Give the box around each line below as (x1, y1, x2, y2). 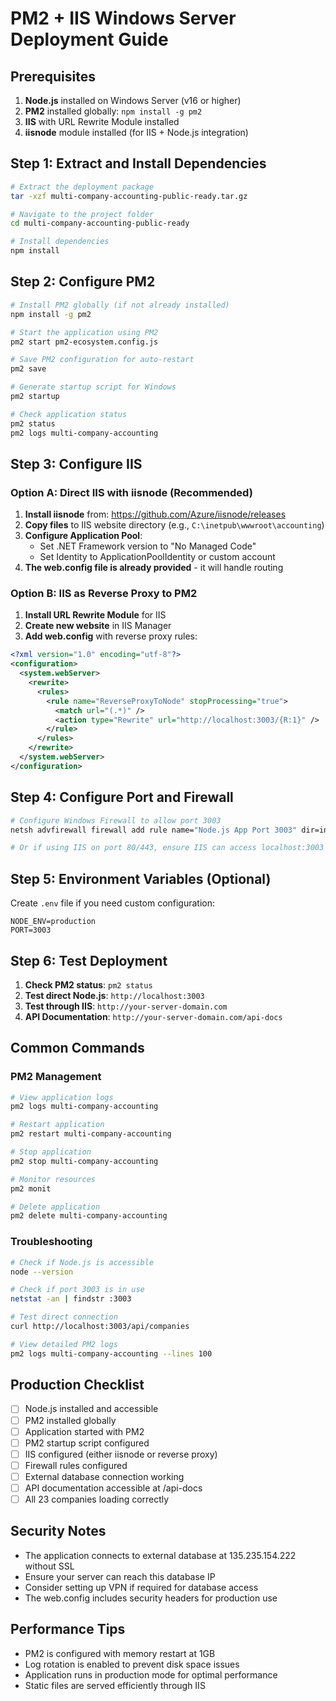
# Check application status (10, 409, 128, 419)
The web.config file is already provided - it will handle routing (24, 562, 284, 574)
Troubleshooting (10, 1235, 93, 1249)
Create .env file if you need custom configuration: (10, 897, 216, 909)
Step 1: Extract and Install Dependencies (10, 155, 267, 172)
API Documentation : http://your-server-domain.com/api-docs (24, 1010, 283, 1022)
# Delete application (10, 1202, 101, 1212)
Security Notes (10, 1523, 107, 1540)
